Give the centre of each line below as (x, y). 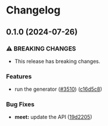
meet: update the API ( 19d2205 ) (53, 117)
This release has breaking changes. (57, 61)
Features (19, 76)
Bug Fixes (20, 104)
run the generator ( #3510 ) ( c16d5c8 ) (58, 89)
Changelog (33, 10)
